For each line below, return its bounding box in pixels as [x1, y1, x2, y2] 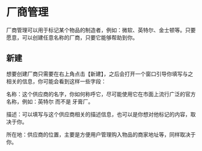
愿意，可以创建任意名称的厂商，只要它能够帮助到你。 [6, 34, 138, 41]
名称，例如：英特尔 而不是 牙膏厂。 [6, 98, 94, 105]
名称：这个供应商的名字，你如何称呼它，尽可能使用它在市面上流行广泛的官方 [6, 90, 196, 98]
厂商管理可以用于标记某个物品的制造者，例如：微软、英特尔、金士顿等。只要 [6, 26, 196, 34]
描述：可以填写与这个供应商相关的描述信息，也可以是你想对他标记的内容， [6, 110, 191, 117]
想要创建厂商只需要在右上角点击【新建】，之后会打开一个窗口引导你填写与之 [6, 70, 194, 77]
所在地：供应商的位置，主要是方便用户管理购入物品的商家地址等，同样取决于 [6, 131, 196, 138]
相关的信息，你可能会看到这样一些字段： [6, 77, 106, 84]
